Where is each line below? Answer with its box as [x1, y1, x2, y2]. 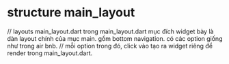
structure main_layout [7, 5, 135, 20]
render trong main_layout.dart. [7, 49, 93, 57]
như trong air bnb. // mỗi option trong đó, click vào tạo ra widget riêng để [7, 42, 213, 50]
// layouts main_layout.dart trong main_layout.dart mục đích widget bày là [7, 27, 214, 35]
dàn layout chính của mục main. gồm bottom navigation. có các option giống [7, 34, 223, 42]
